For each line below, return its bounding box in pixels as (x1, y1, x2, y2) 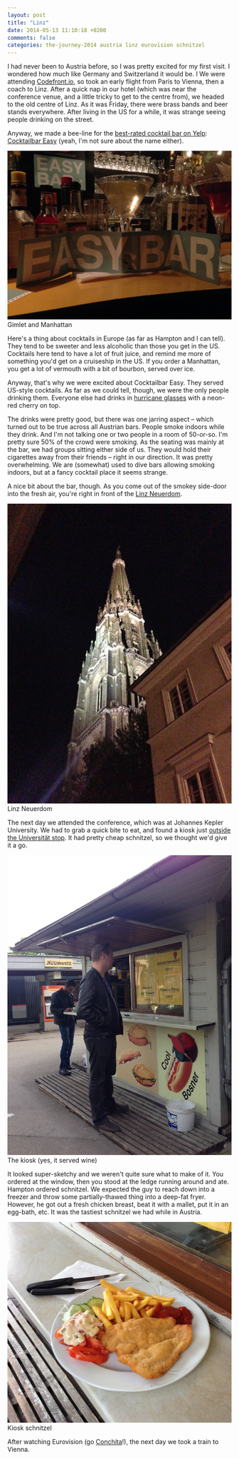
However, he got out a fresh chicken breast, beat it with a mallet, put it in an (7, 1200, 229, 1209)
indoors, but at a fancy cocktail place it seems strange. (7, 468, 169, 477)
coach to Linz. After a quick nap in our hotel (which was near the (7, 85, 197, 94)
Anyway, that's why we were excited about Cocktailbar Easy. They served (7, 378, 224, 387)
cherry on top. (18, 401, 60, 410)
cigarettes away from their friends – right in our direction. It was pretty (7, 453, 213, 462)
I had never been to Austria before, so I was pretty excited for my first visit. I (7, 62, 230, 71)
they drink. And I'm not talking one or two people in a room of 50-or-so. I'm (7, 430, 228, 439)
